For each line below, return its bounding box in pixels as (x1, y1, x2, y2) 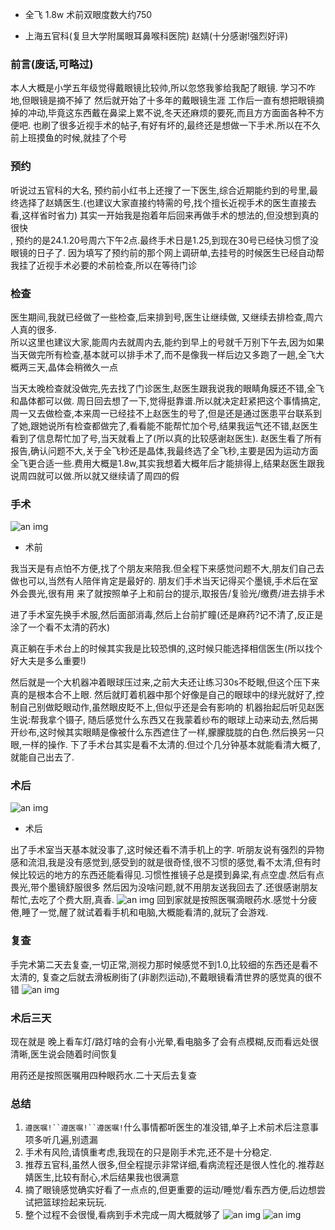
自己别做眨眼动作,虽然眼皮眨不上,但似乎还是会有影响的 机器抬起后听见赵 (18, 701, 317, 713)
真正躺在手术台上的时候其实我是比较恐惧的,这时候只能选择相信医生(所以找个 (10, 643, 323, 655)
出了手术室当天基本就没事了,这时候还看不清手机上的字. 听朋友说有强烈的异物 (10, 844, 325, 856)
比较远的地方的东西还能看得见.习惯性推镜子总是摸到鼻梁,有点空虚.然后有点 (18, 869, 325, 881)
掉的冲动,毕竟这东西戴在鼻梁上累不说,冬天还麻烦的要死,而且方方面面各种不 (10, 107, 317, 119)
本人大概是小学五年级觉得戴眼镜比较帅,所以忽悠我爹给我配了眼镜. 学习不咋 (10, 82, 317, 94)
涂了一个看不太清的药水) (10, 621, 111, 633)
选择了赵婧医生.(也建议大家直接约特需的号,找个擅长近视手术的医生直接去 (18, 196, 317, 208)
